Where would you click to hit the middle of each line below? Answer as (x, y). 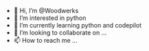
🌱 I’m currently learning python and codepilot (78, 25)
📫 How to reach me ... (45, 40)
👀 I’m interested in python (50, 18)
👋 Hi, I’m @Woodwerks (46, 11)
